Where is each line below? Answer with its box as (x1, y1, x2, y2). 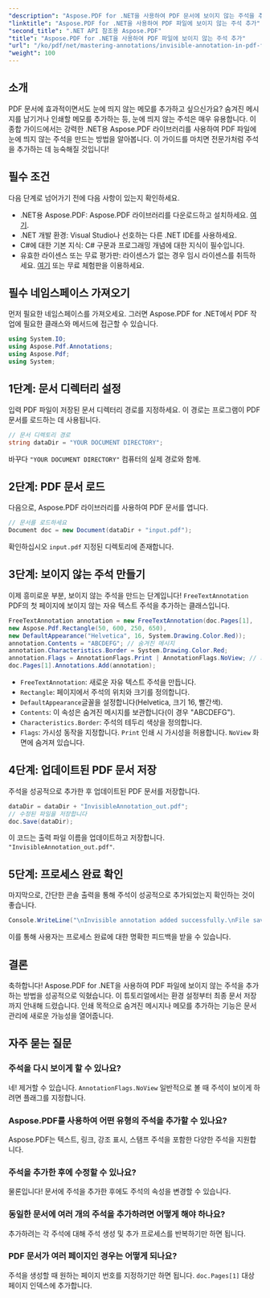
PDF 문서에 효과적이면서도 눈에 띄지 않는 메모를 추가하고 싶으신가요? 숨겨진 (8, 104, 245, 114)
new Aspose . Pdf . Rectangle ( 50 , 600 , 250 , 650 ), (8, 624, 167, 632)
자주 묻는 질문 (8, 1036, 72, 1051)
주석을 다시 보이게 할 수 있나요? (8, 1063, 122, 1074)
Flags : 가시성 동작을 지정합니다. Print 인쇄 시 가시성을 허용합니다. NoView (19, 728, 252, 737)
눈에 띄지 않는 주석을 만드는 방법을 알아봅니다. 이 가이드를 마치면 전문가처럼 (8, 134, 244, 143)
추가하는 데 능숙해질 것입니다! (16, 144, 110, 154)
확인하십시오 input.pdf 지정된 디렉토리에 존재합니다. (8, 542, 174, 552)
